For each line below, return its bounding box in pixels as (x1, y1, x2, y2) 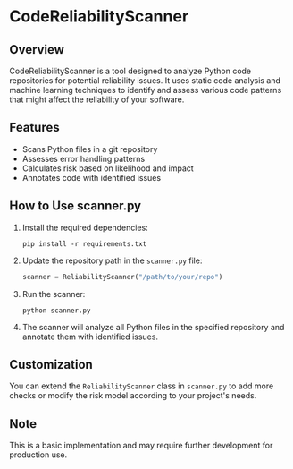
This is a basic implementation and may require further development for (9, 440, 273, 451)
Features (9, 120, 60, 135)
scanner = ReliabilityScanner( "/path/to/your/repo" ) (21, 272, 223, 281)
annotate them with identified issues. (21, 331, 159, 342)
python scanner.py (21, 306, 91, 315)
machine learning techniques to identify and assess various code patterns (9, 85, 282, 95)
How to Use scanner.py (9, 199, 141, 214)
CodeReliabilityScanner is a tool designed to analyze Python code (9, 65, 252, 76)
